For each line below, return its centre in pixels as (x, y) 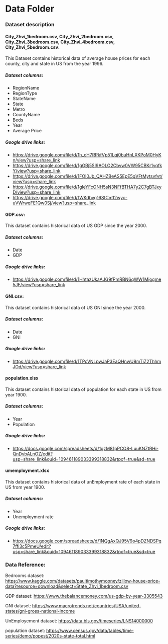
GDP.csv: (15, 214)
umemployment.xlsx (27, 470)
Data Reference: (25, 565)
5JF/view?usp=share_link (39, 285)
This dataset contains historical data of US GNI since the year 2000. (75, 307)
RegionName (26, 88)
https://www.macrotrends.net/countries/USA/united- (87, 606)
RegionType (25, 93)
